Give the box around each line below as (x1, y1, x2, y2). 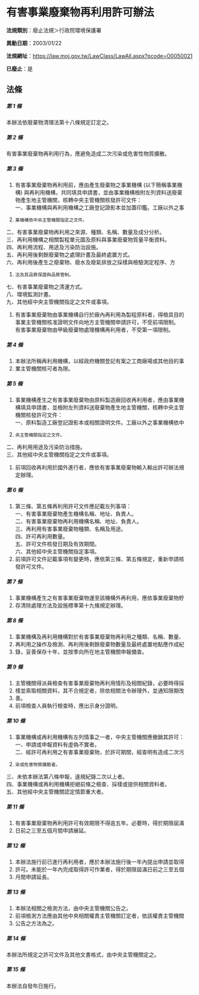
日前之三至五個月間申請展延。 (14, 827, 89, 834)
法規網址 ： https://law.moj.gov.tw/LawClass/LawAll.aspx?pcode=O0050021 (6, 52, 193, 59)
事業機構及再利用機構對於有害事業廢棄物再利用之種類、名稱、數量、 (14, 633, 185, 640)
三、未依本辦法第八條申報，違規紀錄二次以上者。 (6, 773, 128, 780)
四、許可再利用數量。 (14, 533, 68, 540)
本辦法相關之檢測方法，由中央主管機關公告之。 (14, 904, 131, 912)
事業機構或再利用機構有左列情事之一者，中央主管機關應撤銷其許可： (14, 734, 185, 741)
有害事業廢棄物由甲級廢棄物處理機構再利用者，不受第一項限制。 (14, 326, 174, 334)
